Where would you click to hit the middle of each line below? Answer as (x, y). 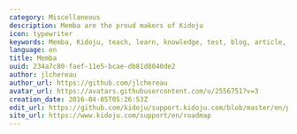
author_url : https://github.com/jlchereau (88, 83)
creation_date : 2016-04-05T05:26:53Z (79, 99)
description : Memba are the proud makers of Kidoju (106, 26)
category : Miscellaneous (55, 17)
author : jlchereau (43, 75)
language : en (33, 50)
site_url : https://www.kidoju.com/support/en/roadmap (110, 115)
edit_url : (27, 108)
